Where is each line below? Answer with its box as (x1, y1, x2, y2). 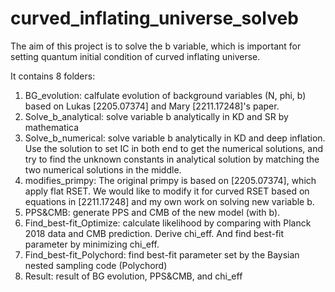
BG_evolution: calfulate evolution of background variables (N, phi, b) (24, 89, 307, 101)
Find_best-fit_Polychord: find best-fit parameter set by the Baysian (24, 248, 300, 261)
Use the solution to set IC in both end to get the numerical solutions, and (24, 142, 324, 154)
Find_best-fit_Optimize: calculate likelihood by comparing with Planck (24, 217, 312, 229)
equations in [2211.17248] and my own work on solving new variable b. (24, 195, 315, 207)
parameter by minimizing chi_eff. (24, 238, 160, 250)
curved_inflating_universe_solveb (10, 7, 299, 30)
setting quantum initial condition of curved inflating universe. (10, 50, 261, 62)
